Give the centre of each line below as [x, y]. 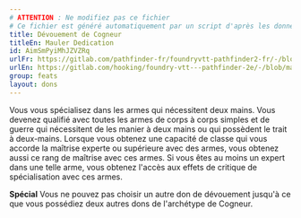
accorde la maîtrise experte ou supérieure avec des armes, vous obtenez [144, 148]
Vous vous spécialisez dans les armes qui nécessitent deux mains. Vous [142, 109]
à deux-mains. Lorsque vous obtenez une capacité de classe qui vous [138, 138]
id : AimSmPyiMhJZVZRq [50, 51]
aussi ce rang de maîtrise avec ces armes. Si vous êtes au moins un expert [147, 157]
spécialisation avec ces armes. [66, 177]
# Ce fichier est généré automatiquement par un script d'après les [140, 26]
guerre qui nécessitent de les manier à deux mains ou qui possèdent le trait [148, 129]
